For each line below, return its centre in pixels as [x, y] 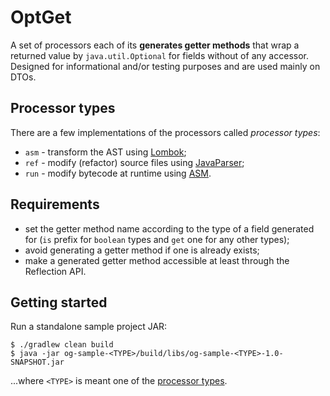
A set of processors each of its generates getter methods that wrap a [155, 45]
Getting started [59, 302]
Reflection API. [55, 271]
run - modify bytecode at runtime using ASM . [118, 173]
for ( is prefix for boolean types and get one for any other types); [157, 239]
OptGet [41, 17]
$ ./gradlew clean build [62, 345]
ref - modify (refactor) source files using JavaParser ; [134, 162]
